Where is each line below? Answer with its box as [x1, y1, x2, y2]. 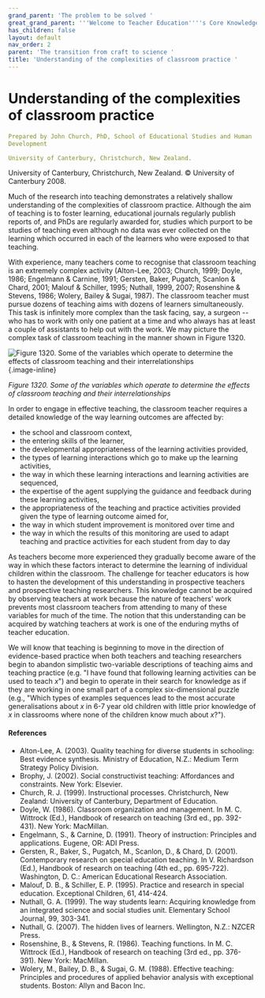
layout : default [8, 33, 62, 42]
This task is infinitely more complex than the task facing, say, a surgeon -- [8, 308, 249, 317]
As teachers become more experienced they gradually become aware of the [8, 552, 256, 561]
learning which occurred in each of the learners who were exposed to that [8, 234, 250, 243]
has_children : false [8, 26, 77, 34]
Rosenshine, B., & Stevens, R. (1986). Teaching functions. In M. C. [19, 939, 233, 948]
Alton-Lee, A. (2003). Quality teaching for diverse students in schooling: [19, 745, 255, 755]
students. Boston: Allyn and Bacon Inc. [19, 981, 146, 990]
